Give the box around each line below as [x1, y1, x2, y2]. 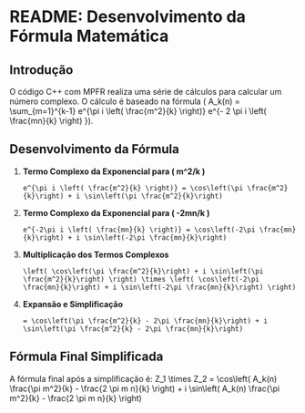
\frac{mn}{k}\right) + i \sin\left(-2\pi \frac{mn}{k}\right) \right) [22, 283, 297, 292]
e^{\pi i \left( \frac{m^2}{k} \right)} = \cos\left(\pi [22, 183, 244, 192]
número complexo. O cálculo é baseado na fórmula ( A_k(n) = [9, 96, 241, 107]
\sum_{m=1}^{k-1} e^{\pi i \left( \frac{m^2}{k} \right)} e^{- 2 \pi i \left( [9, 106, 267, 116]
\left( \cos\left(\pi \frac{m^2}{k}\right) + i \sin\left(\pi [22, 266, 264, 275]
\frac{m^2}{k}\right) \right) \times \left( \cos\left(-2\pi [22, 274, 260, 284]
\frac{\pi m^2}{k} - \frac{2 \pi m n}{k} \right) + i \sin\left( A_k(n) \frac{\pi [9, 383, 280, 394]
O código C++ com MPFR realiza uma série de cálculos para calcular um [9, 87, 282, 97]
